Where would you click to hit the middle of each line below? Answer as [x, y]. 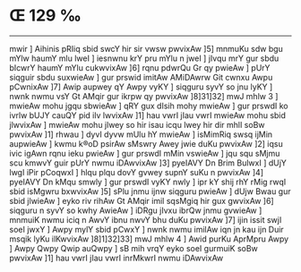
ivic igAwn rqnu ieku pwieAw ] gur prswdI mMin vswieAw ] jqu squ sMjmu [145, 153]
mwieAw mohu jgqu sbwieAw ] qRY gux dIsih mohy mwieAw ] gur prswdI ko [149, 106]
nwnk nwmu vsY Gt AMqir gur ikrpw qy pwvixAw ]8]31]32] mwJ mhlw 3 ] [144, 96]
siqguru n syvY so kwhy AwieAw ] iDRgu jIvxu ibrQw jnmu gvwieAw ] [136, 210]
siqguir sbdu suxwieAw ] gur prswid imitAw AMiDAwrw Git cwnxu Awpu [141, 77]
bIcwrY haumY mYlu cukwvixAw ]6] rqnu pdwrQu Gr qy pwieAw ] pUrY [140, 67]
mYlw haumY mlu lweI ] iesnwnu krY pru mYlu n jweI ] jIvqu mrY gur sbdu [144, 58]
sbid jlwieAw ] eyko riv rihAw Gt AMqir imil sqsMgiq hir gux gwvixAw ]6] [142, 200]
